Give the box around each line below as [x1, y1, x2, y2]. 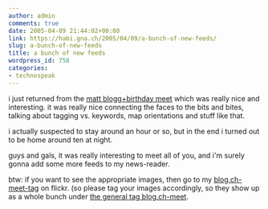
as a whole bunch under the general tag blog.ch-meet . [8, 191, 189, 201]
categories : [8, 64, 48, 72]
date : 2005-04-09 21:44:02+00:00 [8, 27, 120, 35]
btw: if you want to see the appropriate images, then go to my [8, 174, 213, 184]
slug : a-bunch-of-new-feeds [8, 42, 103, 50]
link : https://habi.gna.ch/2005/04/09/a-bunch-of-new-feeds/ [8, 34, 217, 43]
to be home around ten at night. [8, 134, 113, 145]
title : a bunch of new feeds [8, 49, 106, 57]
